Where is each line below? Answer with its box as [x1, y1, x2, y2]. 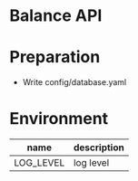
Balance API [9, 5, 103, 26]
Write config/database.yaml [22, 77, 127, 88]
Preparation [9, 47, 101, 68]
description [73, 141, 124, 154]
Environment [9, 109, 109, 129]
